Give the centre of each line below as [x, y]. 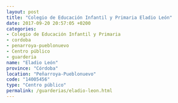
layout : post [23, 12]
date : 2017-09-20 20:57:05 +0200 [49, 23]
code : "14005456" [28, 79]
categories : [21, 29]
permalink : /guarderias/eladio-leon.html [60, 91]
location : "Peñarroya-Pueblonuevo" [51, 74]
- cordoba [19, 40]
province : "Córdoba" [33, 68]
